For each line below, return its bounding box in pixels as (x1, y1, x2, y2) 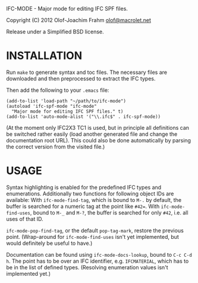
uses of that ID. (6, 215, 43, 222)
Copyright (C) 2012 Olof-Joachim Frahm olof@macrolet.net (6, 17, 152, 23)
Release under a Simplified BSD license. (6, 28, 104, 35)
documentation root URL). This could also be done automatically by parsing (6, 136, 191, 144)
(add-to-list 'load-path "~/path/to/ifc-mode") (6, 98, 127, 104)
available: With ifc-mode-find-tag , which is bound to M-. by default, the (6, 196, 182, 203)
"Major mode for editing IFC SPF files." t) (11, 108, 124, 114)
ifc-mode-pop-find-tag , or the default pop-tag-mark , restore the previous (6, 226, 184, 234)
